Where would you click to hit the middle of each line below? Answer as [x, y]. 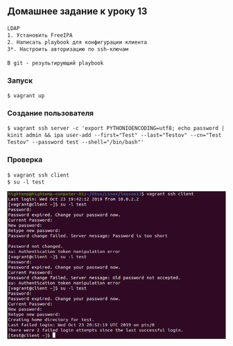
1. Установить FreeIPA [40, 35]
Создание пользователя [50, 113]
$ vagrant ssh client [38, 175]
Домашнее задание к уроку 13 [77, 11]
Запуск [20, 81]
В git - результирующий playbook [55, 63]
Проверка [25, 160]
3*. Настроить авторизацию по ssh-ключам [68, 49]
